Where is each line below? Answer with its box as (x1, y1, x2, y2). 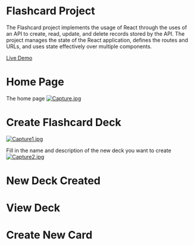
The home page (6, 95, 45, 102)
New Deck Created (6, 174, 101, 187)
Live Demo (6, 54, 33, 61)
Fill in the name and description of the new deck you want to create (6, 147, 171, 154)
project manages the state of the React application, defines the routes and (6, 36, 189, 43)
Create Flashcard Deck (6, 116, 121, 129)
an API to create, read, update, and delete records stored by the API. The (6, 30, 185, 37)
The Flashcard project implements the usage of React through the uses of (6, 24, 187, 31)
